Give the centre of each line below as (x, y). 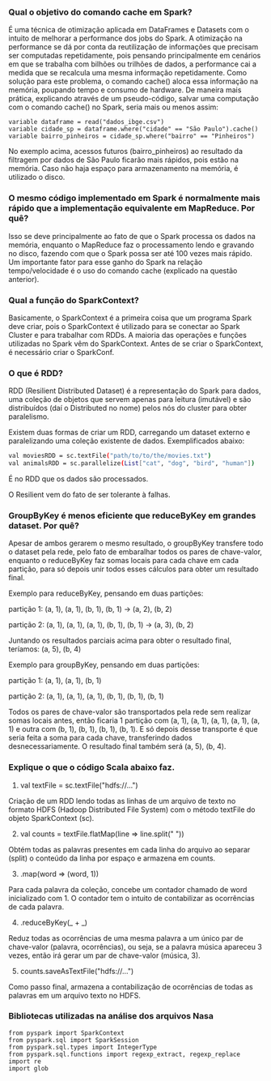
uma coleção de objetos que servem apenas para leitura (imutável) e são (130, 399)
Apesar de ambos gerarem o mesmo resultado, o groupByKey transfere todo (136, 543)
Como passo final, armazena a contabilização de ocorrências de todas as (131, 986)
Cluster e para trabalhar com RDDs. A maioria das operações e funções (127, 335)
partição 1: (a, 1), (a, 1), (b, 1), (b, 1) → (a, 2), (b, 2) (90, 609)
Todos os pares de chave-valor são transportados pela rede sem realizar (130, 712)
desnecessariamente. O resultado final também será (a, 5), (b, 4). (117, 746)
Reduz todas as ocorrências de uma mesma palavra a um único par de (126, 938)
